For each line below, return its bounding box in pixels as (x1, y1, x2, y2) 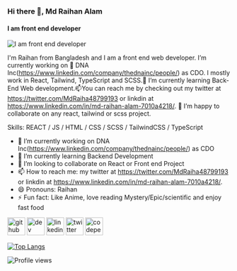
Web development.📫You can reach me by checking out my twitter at (20, 84, 221, 93)
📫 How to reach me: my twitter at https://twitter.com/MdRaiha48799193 (17, 167, 229, 176)
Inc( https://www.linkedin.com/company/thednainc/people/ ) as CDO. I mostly (7, 69, 231, 77)
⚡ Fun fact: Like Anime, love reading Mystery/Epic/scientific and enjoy (17, 193, 221, 201)
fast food (17, 204, 45, 212)
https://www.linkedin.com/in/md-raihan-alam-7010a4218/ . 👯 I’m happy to (7, 102, 220, 111)
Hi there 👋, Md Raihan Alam (7, 6, 103, 16)
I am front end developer (7, 24, 81, 33)
